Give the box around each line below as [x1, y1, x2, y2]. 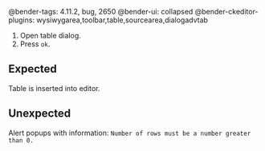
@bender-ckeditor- [194, 7, 259, 16]
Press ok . [19, 39, 51, 49]
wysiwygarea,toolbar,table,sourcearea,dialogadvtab [35, 15, 209, 25]
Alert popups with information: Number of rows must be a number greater [8, 128, 251, 137]
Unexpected [8, 107, 71, 121]
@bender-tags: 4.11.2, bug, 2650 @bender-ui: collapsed [8, 7, 194, 16]
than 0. [8, 136, 35, 145]
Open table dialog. [19, 31, 82, 40]
